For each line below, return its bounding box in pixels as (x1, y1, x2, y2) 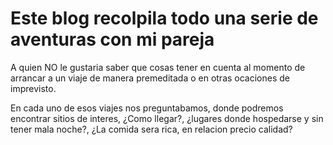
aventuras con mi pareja (10, 28, 215, 51)
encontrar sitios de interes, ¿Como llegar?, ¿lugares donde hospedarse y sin (10, 112, 324, 124)
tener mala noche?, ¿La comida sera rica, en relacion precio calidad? (10, 123, 293, 135)
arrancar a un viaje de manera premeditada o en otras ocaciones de (10, 72, 291, 84)
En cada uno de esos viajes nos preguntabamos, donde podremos (10, 102, 284, 114)
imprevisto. (10, 82, 57, 94)
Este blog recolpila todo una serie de (10, 7, 319, 30)
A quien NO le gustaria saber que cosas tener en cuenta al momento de (10, 61, 306, 73)
